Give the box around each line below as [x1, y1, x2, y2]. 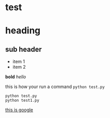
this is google [5, 107, 33, 113]
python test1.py [5, 98, 39, 103]
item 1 [12, 58, 25, 65]
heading [5, 25, 41, 37]
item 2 [12, 64, 26, 70]
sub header [5, 45, 42, 53]
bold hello [5, 74, 26, 80]
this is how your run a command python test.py [5, 83, 105, 90]
